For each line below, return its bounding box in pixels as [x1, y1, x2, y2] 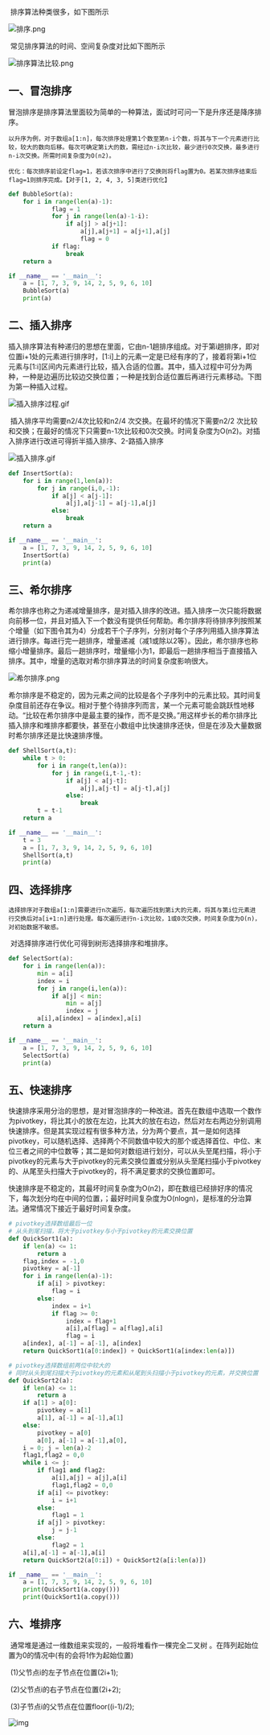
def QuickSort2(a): [8, 1376, 74, 1385]
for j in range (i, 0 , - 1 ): [37, 484, 121, 493]
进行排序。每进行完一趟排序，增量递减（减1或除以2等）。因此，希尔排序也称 [8, 636, 259, 646]
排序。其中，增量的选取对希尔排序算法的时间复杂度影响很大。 [8, 656, 213, 666]
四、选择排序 [8, 882, 72, 896]
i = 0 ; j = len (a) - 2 [22, 1444, 92, 1452]
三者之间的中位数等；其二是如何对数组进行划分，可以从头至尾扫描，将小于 [14, 1146, 262, 1156]
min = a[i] [37, 969, 74, 977]
